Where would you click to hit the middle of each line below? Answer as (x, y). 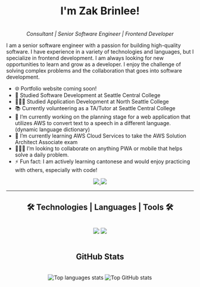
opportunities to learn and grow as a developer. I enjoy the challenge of (94, 64)
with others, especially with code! (56, 170)
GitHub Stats (100, 257)
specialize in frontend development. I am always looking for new (85, 58)
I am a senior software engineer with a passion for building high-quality (94, 45)
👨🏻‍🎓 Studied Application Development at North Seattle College (92, 101)
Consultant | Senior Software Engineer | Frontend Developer (100, 33)
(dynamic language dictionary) (52, 129)
